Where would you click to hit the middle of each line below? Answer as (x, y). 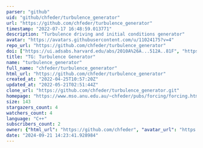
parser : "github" (28, 12)
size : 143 (19, 101)
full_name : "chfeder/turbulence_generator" (62, 68)
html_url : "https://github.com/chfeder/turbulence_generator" (86, 74)
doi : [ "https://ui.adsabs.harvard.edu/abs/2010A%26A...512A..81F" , (93, 51)
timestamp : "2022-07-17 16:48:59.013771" (59, 29)
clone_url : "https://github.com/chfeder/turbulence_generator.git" (93, 91)
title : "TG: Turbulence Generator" (51, 57)
